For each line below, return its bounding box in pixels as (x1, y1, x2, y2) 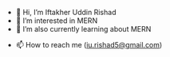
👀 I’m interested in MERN (15, 16, 98, 25)
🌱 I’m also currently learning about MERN (15, 25, 152, 33)
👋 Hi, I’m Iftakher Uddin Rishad (15, 8, 117, 17)
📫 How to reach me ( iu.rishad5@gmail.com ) (15, 40, 163, 49)
